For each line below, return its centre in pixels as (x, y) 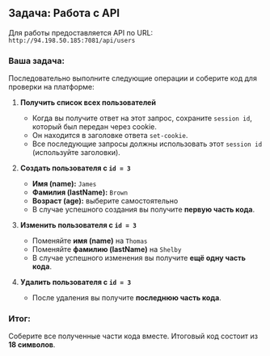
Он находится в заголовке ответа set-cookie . (110, 136)
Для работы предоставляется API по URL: (81, 32)
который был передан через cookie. (95, 127)
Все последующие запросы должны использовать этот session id (147, 144)
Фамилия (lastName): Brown (80, 192)
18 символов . (32, 345)
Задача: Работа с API (64, 13)
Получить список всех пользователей (88, 103)
